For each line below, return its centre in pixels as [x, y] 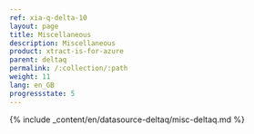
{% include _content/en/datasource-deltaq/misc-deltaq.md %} [127, 120]
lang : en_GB [32, 85]
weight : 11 [30, 77]
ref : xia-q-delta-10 [49, 18]
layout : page [34, 26]
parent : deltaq [38, 60]
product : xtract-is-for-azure [67, 52]
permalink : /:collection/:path [69, 69]
